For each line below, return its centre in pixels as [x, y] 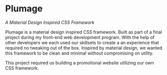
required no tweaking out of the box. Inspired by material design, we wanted [84, 48]
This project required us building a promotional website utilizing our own [79, 63]
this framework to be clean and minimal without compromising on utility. [79, 53]
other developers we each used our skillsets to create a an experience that [82, 42]
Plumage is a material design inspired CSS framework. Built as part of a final [84, 32]
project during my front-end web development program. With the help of [80, 37]
